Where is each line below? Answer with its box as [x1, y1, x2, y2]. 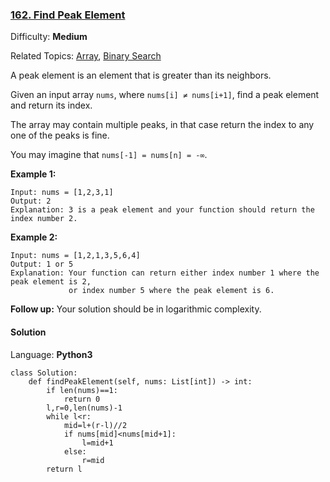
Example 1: [10, 168, 57, 180]
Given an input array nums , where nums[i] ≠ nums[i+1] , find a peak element [10, 89, 320, 101]
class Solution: [10, 368, 78, 378]
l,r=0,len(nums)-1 [46, 403, 123, 413]
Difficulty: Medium [10, 31, 88, 43]
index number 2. [10, 214, 78, 224]
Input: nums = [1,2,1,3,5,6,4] [10, 251, 141, 261]
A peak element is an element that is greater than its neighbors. [10, 69, 272, 82]
